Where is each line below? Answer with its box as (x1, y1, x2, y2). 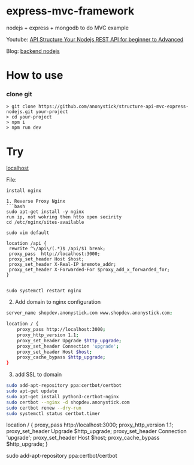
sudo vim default (6, 230, 50, 236)
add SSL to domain (14, 371, 62, 378)
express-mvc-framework (6, 4, 135, 18)
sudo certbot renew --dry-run (6, 405, 82, 411)
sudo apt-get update (6, 388, 58, 395)
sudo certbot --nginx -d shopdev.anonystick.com (6, 399, 130, 405)
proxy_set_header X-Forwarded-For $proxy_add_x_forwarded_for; (8, 266, 170, 273)
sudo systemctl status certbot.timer (6, 410, 101, 416)
